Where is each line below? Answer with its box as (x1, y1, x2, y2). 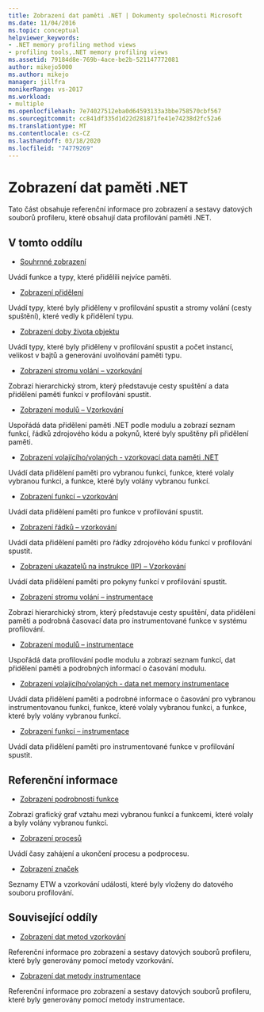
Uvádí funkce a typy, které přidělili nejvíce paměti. (8, 273, 172, 282)
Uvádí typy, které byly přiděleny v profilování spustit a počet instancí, (8, 342, 234, 352)
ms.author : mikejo (8, 71, 69, 78)
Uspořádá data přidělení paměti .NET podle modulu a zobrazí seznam (8, 421, 235, 430)
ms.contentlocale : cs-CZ (8, 129, 90, 137)
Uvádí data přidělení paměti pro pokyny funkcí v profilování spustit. (8, 577, 228, 586)
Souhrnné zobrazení (19, 257, 86, 266)
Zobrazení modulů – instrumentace (19, 640, 134, 650)
